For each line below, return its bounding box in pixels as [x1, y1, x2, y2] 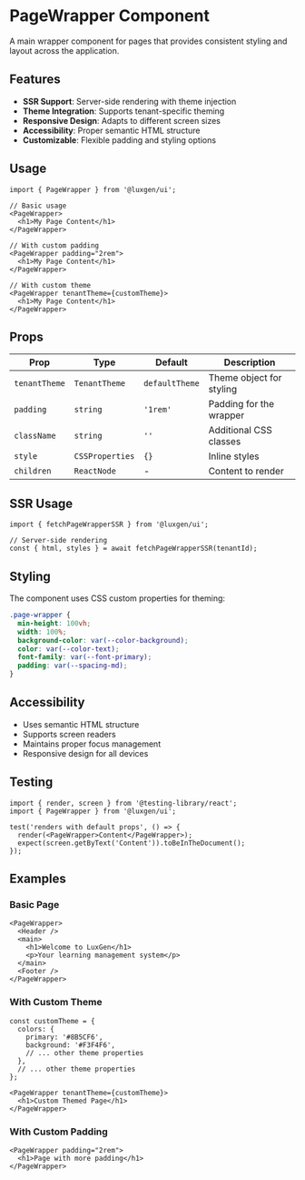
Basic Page [9, 898, 60, 910]
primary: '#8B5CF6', [25, 1032, 103, 1042]
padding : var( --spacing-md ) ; [17, 661, 128, 670]
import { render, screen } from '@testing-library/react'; [9, 799, 238, 808]
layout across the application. [9, 45, 120, 56]
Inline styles [208, 450, 260, 463]
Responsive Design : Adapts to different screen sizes [22, 115, 221, 126]
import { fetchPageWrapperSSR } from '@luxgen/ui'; [9, 520, 209, 529]
